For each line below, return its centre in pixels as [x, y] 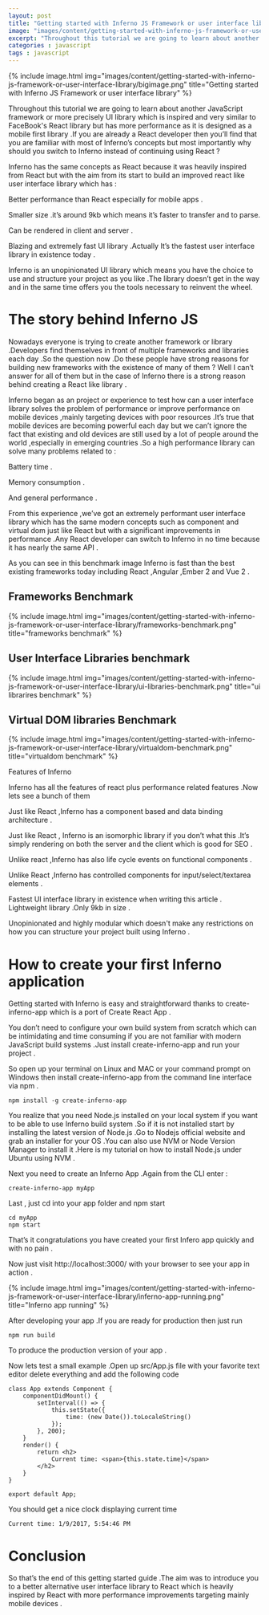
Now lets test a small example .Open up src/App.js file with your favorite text [134, 1366]
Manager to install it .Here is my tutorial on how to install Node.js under [125, 1149]
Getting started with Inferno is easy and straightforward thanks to [116, 1003]
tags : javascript [39, 53]
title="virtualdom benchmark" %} [63, 756]
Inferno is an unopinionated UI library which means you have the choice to [131, 270]
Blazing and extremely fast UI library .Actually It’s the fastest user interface [131, 246]
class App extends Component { [60, 1389]
